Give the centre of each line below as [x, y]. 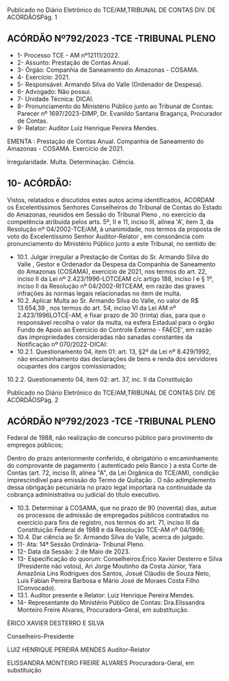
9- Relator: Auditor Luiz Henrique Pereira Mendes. [87, 128]
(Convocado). [36, 588]
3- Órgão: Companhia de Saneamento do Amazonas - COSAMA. [108, 70]
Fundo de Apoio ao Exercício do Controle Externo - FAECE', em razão [114, 330]
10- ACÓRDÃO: [39, 183]
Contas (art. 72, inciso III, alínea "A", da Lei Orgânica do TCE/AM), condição [113, 473]
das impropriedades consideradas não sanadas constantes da [105, 337]
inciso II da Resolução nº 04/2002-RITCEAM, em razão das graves [111, 286]
